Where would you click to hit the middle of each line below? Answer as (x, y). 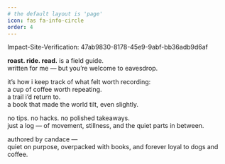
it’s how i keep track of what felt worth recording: (79, 82)
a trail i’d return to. (34, 97)
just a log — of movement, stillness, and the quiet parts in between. (106, 126)
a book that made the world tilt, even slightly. (73, 105)
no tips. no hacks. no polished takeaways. (68, 118)
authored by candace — (43, 139)
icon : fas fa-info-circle (45, 20)
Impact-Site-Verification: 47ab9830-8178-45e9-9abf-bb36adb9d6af (108, 47)
